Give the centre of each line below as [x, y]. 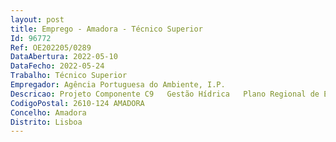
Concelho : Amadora [48, 112]
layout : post [37, 19]
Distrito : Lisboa [46, 122]
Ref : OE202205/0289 [51, 47]
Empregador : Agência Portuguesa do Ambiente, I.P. [118, 85]
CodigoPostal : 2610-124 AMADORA [77, 103]
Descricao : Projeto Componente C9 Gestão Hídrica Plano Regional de [165, 94]
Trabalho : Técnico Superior [69, 76]
